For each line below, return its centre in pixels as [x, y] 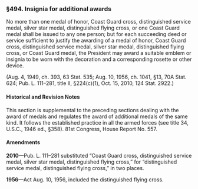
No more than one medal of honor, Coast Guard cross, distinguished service [99, 22]
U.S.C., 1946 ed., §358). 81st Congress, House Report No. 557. [82, 129]
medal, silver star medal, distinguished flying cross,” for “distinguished [92, 162]
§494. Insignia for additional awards [59, 9]
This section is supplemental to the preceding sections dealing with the [93, 110]
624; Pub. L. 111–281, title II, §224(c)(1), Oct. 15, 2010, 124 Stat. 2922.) [90, 83]
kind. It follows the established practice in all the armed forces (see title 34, [97, 122]
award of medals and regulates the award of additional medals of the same [97, 116]
